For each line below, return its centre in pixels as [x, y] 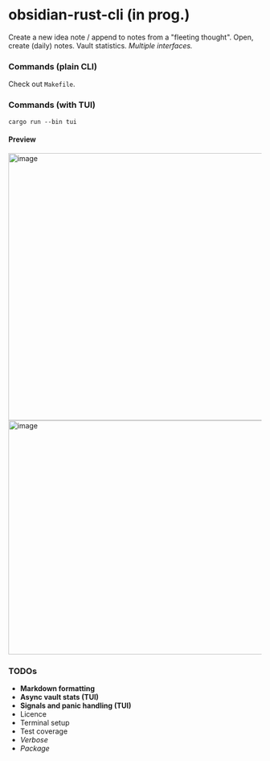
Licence [33, 714]
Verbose [34, 740]
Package [35, 749]
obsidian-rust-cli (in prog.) [99, 15]
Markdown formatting [57, 689]
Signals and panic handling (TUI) [76, 705]
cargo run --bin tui [43, 122]
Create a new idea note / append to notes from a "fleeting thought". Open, [131, 37]
